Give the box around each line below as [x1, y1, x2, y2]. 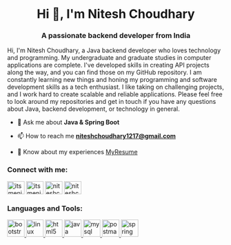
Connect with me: [7, 165, 68, 175]
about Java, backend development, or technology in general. [7, 105, 181, 113]
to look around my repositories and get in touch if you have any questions [7, 98, 217, 106]
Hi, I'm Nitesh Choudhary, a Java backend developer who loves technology [7, 46, 221, 54]
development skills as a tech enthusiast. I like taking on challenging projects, [7, 83, 224, 92]
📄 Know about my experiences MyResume [17, 148, 138, 156]
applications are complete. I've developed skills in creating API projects [7, 61, 210, 70]
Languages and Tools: [7, 203, 83, 213]
